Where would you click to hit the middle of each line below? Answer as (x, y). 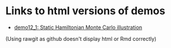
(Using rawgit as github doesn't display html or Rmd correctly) (81, 39)
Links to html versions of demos (85, 11)
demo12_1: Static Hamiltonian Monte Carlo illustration (78, 27)
